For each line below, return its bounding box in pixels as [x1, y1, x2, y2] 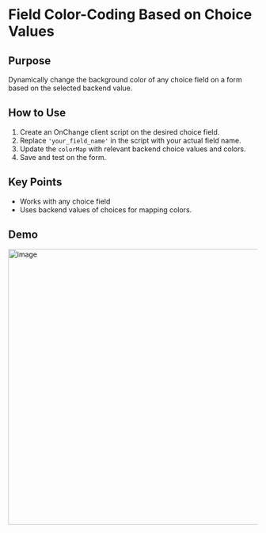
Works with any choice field [19, 196, 111, 206]
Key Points [8, 176, 63, 189]
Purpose [8, 54, 51, 67]
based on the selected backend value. [8, 83, 133, 93]
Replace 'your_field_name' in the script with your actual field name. [19, 135, 241, 145]
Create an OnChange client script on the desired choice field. [19, 127, 220, 136]
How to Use [8, 106, 66, 120]
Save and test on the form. [19, 152, 107, 162]
